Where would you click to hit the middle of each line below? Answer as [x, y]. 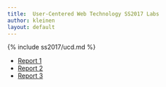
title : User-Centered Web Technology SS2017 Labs [83, 14]
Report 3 [30, 76]
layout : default [31, 27]
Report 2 [30, 69]
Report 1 [30, 61]
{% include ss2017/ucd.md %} [52, 47]
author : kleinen [31, 21]
